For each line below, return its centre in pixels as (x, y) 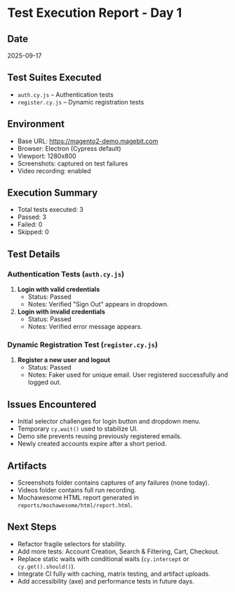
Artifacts (27, 465)
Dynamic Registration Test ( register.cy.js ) (82, 345)
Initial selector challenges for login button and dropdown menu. (109, 422)
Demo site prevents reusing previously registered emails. (100, 436)
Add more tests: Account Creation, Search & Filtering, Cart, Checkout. (118, 551)
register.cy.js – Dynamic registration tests (81, 102)
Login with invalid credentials (61, 312)
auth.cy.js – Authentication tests (65, 94)
